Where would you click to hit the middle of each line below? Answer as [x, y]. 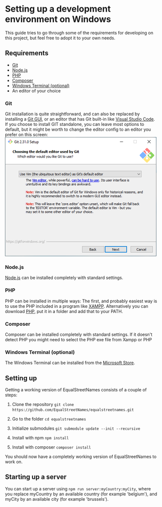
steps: [11, 395]
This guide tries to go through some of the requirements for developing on [79, 33]
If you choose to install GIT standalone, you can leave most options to [75, 124]
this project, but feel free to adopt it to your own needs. [60, 38]
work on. [14, 462]
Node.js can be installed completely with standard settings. [64, 278]
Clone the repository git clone [43, 404]
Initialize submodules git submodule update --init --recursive [76, 428]
